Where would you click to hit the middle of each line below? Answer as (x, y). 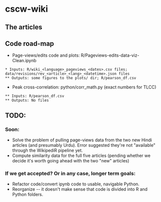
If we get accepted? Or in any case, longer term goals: (70, 173)
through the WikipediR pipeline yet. (47, 151)
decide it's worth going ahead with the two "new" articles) (70, 161)
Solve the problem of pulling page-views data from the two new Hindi (82, 140)
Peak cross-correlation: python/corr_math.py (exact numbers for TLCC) (84, 87)
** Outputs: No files (27, 101)
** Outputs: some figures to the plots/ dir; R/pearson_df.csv (71, 78)
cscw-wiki (27, 9)
